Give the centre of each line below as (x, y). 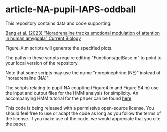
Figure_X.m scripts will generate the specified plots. (59, 48)
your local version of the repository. (42, 63)
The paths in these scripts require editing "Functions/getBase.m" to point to (83, 57)
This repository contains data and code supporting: (58, 23)
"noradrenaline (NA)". (28, 78)
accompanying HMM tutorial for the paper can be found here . (69, 98)
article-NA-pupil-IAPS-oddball (71, 9)
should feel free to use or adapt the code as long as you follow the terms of (83, 113)
